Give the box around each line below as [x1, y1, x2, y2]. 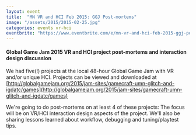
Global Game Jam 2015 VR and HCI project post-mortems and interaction [6, 48, 187, 56]
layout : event [6, 8, 41, 15]
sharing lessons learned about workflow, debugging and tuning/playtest [6, 116, 179, 123]
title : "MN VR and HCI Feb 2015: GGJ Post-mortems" [6, 14, 137, 20]
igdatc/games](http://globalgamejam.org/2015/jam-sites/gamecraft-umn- [6, 86, 183, 94]
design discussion [6, 54, 51, 61]
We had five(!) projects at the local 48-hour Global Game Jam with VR [6, 68, 174, 75]
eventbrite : [6, 30, 35, 36]
